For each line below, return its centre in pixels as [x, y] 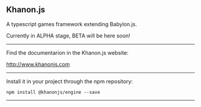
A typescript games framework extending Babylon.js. [72, 24]
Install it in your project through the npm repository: [70, 81]
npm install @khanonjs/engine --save [53, 92]
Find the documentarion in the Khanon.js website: [67, 52]
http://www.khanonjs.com [38, 64]
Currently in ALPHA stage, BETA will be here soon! [68, 36]
